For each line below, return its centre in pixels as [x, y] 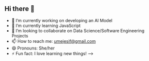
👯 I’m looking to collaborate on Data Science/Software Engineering [78, 30]
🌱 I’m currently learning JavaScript [46, 25]
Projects [20, 36]
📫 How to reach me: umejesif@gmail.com [54, 41]
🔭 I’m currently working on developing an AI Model [62, 20]
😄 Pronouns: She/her [33, 48]
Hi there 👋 [20, 9]
